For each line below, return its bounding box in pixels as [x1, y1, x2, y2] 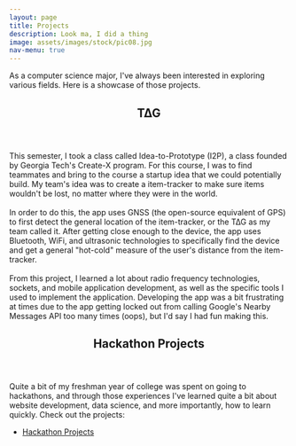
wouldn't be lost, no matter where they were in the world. [9, 188, 219, 199]
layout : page [9, 12, 58, 22]
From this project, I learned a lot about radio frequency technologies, [9, 272, 261, 284]
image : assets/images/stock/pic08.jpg [9, 37, 152, 47]
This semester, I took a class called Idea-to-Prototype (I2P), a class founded [9, 150, 288, 160]
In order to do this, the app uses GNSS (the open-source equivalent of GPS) [9, 207, 286, 217]
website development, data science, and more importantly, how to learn [9, 400, 271, 411]
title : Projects [9, 21, 69, 30]
